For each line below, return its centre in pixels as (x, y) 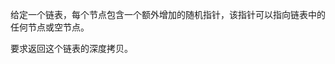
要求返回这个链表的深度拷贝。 (71, 48)
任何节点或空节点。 (50, 27)
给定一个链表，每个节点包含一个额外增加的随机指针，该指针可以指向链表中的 (168, 14)
